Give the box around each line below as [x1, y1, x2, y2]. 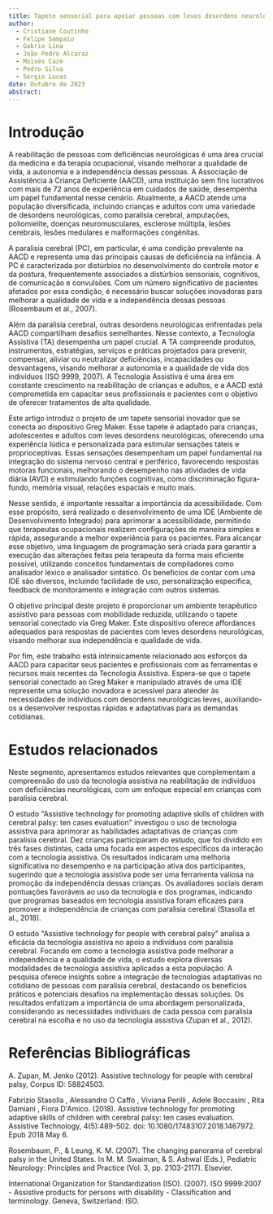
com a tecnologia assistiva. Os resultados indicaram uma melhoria [8, 852, 230, 862]
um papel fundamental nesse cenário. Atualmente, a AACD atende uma [8, 193, 247, 203]
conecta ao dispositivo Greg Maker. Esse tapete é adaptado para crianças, [8, 422, 258, 432]
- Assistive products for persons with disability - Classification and [8, 1187, 232, 1198]
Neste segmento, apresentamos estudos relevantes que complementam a [8, 768, 256, 777]
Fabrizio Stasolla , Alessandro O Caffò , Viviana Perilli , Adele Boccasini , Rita [8, 1095, 265, 1105]
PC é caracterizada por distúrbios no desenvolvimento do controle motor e [8, 261, 259, 271]
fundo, [8, 482, 31, 493]
